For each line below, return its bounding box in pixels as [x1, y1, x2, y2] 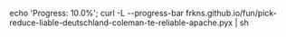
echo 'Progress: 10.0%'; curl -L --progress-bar [9, 8, 184, 18]
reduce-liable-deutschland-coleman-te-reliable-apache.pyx [9, 17, 234, 28]
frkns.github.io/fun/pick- [185, 8, 278, 18]
